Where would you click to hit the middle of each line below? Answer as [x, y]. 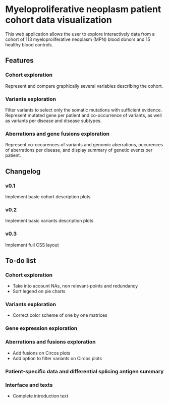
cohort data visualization [59, 20]
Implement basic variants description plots [49, 221]
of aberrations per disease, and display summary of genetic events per [79, 150]
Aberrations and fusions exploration [50, 342]
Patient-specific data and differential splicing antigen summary [84, 371]
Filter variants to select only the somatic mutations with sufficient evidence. [84, 110]
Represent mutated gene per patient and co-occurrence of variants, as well [84, 115]
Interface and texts [29, 385]
